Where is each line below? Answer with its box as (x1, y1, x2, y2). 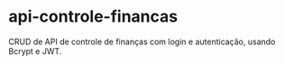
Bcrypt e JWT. (8, 45, 62, 56)
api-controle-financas (8, 6, 178, 27)
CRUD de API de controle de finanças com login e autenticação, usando (8, 36, 276, 47)
